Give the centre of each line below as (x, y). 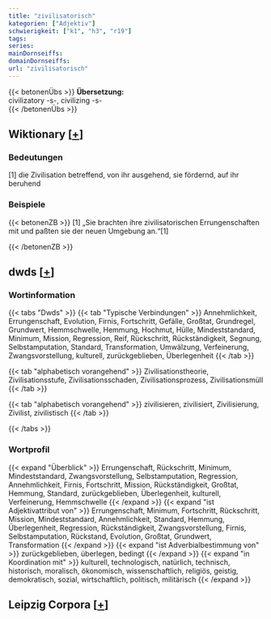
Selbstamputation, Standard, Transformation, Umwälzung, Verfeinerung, (129, 347)
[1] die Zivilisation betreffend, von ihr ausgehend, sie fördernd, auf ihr (124, 175)
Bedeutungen (36, 157)
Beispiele (27, 205)
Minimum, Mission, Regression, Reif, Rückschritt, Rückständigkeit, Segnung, (135, 339)
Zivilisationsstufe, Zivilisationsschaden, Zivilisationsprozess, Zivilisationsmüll (136, 380)
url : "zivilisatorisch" (49, 69)
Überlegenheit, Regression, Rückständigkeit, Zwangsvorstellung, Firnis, (127, 527)
